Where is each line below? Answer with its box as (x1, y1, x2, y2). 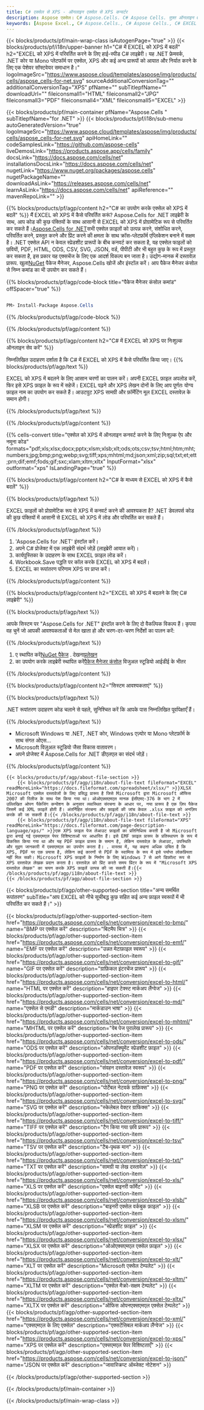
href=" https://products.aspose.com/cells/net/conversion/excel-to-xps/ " (6, 1335, 186, 1342)
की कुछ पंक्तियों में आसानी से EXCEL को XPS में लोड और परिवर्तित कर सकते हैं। (6, 514, 165, 521)
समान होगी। (6, 396, 30, 403)
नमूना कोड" (6, 438, 29, 446)
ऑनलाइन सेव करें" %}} (6, 344, 54, 351)
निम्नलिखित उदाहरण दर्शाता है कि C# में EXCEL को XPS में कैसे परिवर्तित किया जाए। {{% (6, 356, 184, 363)
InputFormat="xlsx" (107, 458, 156, 465)
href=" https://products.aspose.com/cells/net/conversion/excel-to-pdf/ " (6, 1058, 186, 1065)
